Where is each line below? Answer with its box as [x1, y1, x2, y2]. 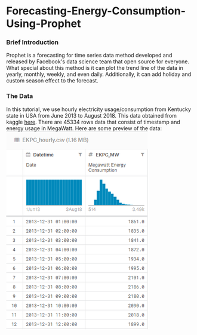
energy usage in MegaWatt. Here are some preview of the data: [6, 124, 162, 132]
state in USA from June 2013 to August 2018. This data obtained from [6, 112, 177, 119]
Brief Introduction [6, 38, 59, 47]
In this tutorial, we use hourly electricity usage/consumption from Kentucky [6, 106, 191, 113]
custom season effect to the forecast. [6, 77, 98, 84]
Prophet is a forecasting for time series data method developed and [6, 52, 173, 59]
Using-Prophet [6, 17, 82, 30]
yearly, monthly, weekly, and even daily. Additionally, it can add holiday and [6, 70, 192, 78]
